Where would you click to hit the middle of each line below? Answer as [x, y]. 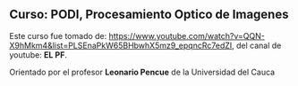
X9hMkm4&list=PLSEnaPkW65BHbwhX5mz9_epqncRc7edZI [121, 45]
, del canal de [256, 45]
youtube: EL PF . [38, 55]
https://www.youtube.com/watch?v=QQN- [187, 35]
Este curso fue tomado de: [58, 35]
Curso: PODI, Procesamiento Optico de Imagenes [149, 15]
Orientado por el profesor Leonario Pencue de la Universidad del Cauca [142, 72]
